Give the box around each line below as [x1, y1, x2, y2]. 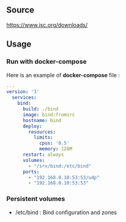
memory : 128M [39, 146, 72, 152]
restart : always [22, 151, 64, 158]
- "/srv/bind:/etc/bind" [28, 163, 92, 169]
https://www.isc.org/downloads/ [6, 21, 88, 28]
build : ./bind [22, 106, 59, 112]
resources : [28, 129, 56, 135]
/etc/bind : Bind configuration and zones [15, 209, 117, 216]
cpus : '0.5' [39, 140, 70, 147]
